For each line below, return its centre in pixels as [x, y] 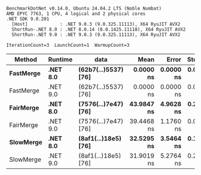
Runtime [60, 59]
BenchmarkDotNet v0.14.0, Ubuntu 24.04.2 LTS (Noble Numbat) [84, 8]
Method [26, 59]
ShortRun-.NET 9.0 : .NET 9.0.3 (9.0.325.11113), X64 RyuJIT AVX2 [96, 35]
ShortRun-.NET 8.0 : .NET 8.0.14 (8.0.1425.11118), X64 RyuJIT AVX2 [99, 29]
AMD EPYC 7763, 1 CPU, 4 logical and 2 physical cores [76, 14]
